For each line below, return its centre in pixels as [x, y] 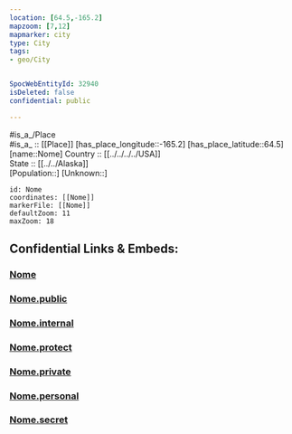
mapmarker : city [40, 34]
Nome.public [38, 298]
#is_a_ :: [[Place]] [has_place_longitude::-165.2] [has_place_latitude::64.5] [147, 144]
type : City [30, 43]
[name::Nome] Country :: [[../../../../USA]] [85, 154]
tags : [19, 52]
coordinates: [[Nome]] [52, 197]
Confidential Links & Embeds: [94, 249]
